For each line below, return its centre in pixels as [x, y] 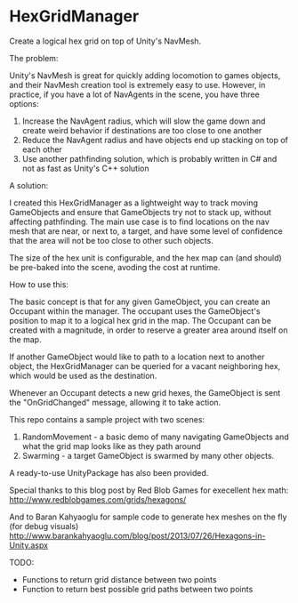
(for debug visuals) [44, 526]
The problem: [34, 58]
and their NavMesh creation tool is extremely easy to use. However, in [137, 84]
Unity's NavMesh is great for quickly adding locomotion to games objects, [145, 75]
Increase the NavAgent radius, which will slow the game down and [144, 121]
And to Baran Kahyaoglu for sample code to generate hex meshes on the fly [148, 517]
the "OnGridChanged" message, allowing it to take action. [115, 402]
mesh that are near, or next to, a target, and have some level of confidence [146, 231]
